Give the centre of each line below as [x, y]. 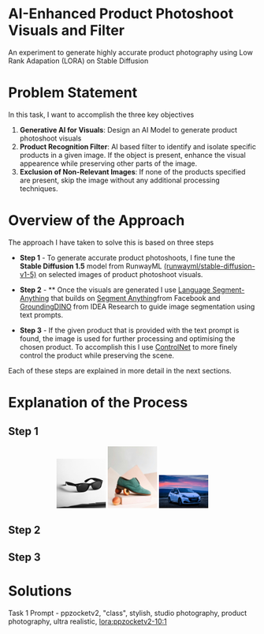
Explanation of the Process [98, 403]
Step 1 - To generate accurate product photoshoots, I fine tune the [127, 257]
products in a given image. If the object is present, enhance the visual [132, 155]
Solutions [40, 591]
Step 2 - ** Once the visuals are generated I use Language [115, 290]
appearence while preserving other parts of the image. [108, 163]
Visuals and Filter [66, 30]
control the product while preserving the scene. [97, 355]
